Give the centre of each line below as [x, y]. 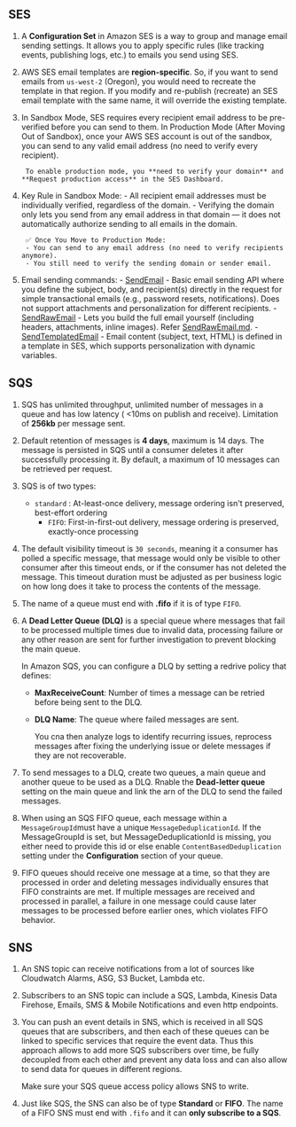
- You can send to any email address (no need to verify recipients [155, 247]
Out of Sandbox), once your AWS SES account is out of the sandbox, [147, 136]
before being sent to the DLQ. [88, 702]
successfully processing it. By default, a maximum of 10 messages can [150, 459]
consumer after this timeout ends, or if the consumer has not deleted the [154, 567]
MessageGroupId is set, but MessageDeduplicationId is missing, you [146, 836]
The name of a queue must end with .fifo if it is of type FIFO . [131, 603]
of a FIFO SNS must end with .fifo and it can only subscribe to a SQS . [151, 1113]
